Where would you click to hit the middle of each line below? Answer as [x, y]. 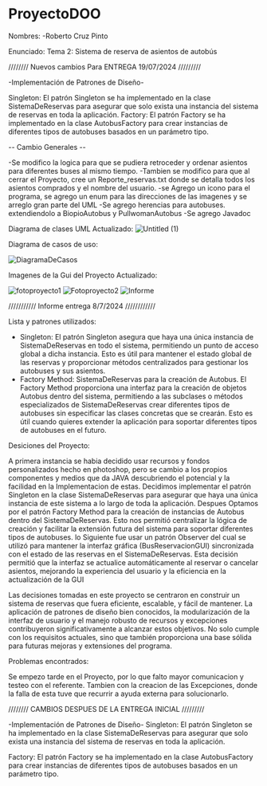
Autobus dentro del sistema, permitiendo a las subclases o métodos [131, 396]
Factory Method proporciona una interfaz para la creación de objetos [133, 387]
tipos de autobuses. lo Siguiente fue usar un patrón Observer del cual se [127, 537]
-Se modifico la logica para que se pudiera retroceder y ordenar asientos [128, 162]
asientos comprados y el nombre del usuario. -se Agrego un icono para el [130, 187]
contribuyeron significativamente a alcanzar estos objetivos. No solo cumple [134, 629]
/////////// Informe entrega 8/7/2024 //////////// [82, 306]
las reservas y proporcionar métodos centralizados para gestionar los [134, 362]
